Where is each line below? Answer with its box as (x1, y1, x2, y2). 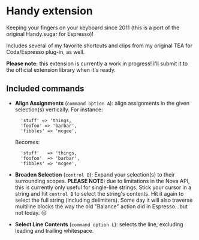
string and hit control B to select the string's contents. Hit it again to (14, 190, 184, 197)
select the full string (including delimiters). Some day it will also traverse (14, 196, 193, 203)
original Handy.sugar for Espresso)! (6, 30, 94, 37)
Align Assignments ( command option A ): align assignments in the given (14, 99, 190, 107)
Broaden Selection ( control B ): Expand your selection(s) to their (14, 171, 175, 178)
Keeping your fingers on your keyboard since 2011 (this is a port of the (6, 24, 180, 31)
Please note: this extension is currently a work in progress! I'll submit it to (6, 60, 188, 67)
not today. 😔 (14, 209, 47, 216)
